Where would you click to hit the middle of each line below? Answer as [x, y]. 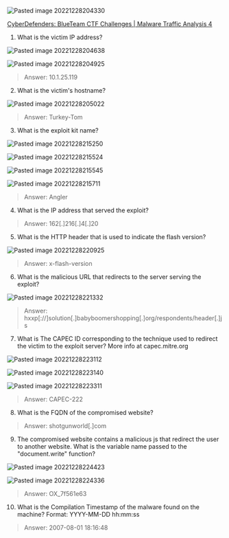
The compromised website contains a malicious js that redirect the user [118, 439]
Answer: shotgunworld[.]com [65, 426]
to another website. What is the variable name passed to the [102, 446]
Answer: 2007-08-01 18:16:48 [66, 528]
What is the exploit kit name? [58, 130]
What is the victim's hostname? [61, 90]
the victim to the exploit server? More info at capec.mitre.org [103, 346]
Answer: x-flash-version [58, 264]
